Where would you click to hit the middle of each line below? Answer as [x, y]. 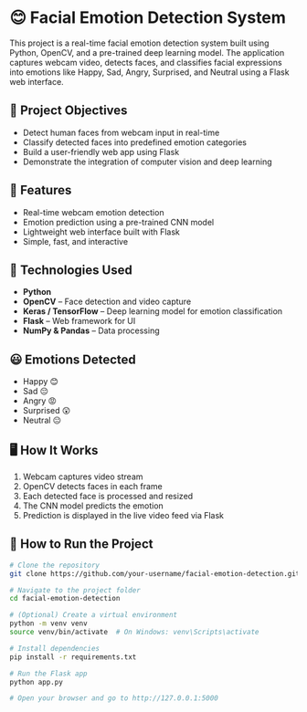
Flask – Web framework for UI [79, 321]
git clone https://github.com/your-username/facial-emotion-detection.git [155, 573]
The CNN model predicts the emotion [93, 506]
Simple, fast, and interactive [75, 241]
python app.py [37, 682]
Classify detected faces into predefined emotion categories [134, 142]
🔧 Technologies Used [71, 270]
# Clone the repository [55, 565]
